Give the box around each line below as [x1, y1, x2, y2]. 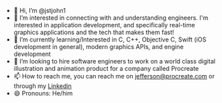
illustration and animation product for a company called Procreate [13, 65, 199, 72]
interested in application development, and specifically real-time [13, 21, 195, 29]
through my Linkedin [13, 82, 72, 90]
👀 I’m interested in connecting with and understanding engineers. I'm [13, 14, 209, 22]
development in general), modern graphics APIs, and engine [13, 43, 184, 50]
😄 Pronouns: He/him [13, 89, 73, 97]
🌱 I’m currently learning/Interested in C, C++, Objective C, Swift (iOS [13, 35, 207, 44]
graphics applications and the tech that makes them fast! [13, 28, 175, 36]
